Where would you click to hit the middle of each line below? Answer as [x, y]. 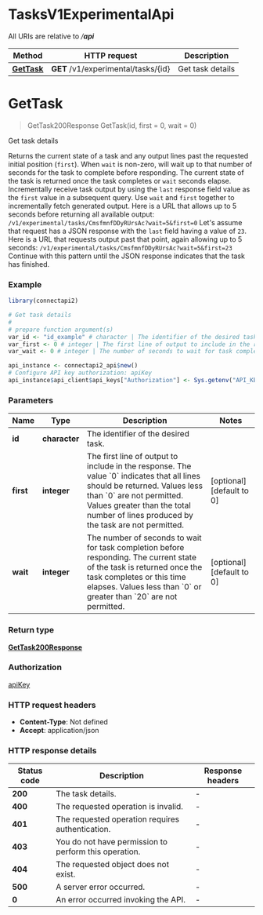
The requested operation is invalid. [120, 807]
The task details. [86, 794]
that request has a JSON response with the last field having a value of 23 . [128, 231]
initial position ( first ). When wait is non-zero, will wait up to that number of [130, 164]
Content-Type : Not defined [63, 722]
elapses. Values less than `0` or [144, 587]
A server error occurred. [101, 887]
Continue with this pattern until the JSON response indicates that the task [126, 256]
